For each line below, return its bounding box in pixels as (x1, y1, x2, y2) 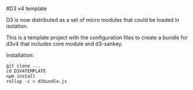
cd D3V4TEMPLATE (6, 68, 46, 74)
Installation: (6, 52, 34, 58)
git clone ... (6, 63, 41, 69)
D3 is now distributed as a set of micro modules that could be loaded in (6, 16, 180, 23)
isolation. (6, 23, 28, 29)
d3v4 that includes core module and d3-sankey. (6, 41, 123, 47)
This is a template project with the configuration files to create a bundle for (6, 34, 188, 41)
